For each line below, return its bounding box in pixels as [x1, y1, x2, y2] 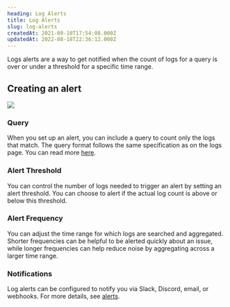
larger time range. [7, 251, 58, 260]
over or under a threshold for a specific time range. [7, 63, 154, 71]
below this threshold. [7, 196, 67, 205]
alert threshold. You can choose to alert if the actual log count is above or [7, 189, 217, 197]
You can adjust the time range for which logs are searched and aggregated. [7, 229, 224, 238]
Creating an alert [7, 83, 82, 94]
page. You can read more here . [7, 149, 96, 157]
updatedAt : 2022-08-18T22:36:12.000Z [7, 36, 117, 43]
